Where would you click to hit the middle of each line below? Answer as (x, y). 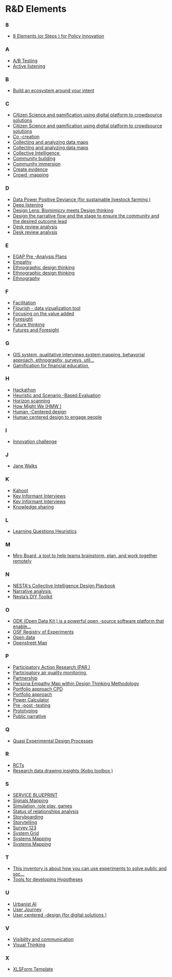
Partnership (25, 678)
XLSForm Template (33, 969)
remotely (22, 561)
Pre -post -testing (31, 705)
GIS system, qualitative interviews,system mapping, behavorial (79, 354)
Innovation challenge (35, 442)
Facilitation (24, 303)
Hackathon (24, 390)
